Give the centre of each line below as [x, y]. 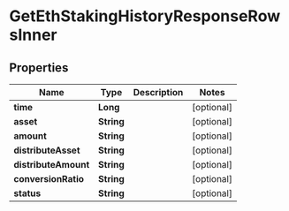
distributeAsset [47, 150]
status [27, 193]
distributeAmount [52, 165]
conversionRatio [49, 179]
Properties [39, 68]
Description [158, 92]
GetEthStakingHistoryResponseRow [145, 16]
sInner [33, 35]
